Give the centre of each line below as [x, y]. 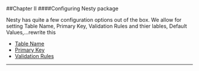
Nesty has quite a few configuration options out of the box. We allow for [94, 20]
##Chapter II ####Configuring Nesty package [62, 9]
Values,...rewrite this [31, 32]
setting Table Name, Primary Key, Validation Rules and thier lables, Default [97, 26]
